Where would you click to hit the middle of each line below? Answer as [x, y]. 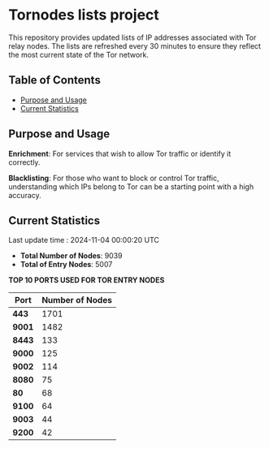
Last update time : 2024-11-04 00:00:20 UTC [84, 240]
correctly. [24, 162]
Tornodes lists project [84, 15]
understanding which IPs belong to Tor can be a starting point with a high [131, 186]
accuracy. [25, 195]
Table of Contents [55, 80]
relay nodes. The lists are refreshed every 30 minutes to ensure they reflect [135, 45]
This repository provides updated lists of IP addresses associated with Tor [132, 37]
